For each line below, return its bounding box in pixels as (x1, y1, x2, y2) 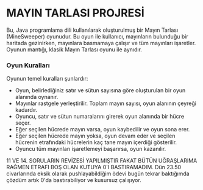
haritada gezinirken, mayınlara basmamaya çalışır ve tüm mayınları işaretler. (6, 39, 196, 46)
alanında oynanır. (15, 93, 59, 101)
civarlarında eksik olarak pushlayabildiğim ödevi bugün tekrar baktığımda (6, 170, 190, 177)
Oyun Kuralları (6, 61, 50, 70)
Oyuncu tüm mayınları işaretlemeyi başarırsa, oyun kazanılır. (15, 145, 166, 153)
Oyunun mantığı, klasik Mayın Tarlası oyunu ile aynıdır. (6, 46, 142, 53)
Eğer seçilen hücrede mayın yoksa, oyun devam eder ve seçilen (15, 132, 176, 140)
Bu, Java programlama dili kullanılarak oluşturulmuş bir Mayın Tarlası (6, 26, 179, 34)
